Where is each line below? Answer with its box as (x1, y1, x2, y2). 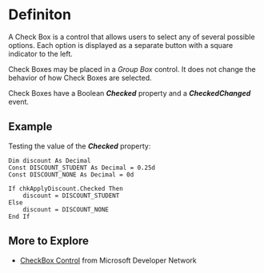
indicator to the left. (8, 49, 74, 58)
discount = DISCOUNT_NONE (22, 205, 110, 213)
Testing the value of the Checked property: (8, 141, 151, 151)
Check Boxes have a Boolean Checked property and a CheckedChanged (8, 88, 251, 97)
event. (8, 97, 30, 106)
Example (8, 120, 53, 133)
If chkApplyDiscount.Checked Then (8, 184, 124, 192)
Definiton (8, 6, 72, 24)
